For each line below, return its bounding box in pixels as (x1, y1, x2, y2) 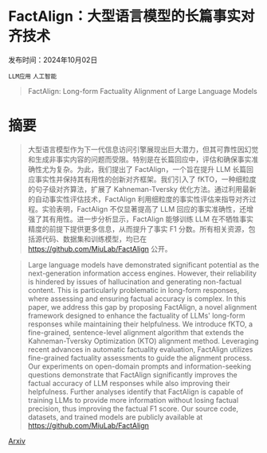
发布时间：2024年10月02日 (8, 55, 98, 64)
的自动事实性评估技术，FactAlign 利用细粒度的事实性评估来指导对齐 (27, 194, 249, 204)
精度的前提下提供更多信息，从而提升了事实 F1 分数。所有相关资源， (27, 224, 249, 233)
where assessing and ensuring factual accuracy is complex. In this (27, 294, 247, 303)
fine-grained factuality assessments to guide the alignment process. (27, 353, 253, 362)
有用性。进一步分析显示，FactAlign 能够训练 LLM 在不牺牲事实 (49, 214, 253, 224)
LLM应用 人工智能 (8, 72, 57, 80)
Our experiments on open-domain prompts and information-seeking (27, 361, 252, 371)
